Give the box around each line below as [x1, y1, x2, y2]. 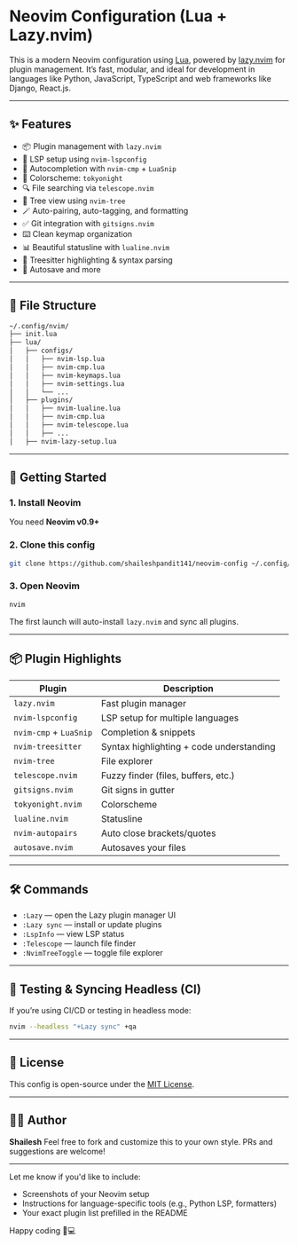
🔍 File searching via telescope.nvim [21, 182, 154, 193]
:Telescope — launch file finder [21, 938, 137, 949]
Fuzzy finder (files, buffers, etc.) [100, 769, 235, 782]
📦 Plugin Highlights [9, 651, 122, 666]
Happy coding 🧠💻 [9, 1225, 76, 1235]
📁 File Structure [9, 298, 97, 313]
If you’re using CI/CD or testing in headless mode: [9, 1005, 192, 1016]
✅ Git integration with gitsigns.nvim [21, 217, 155, 228]
